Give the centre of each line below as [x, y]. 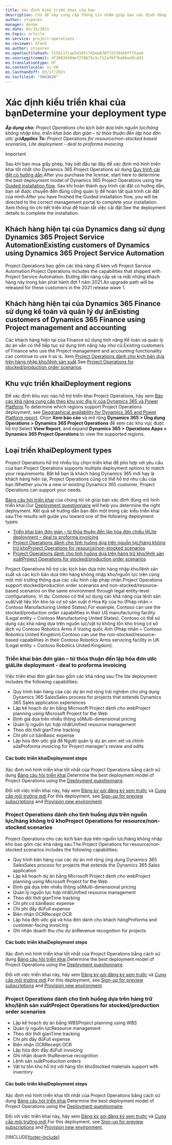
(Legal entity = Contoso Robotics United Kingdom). [59, 645]
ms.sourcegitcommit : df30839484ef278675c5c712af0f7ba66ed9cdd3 [74, 58]
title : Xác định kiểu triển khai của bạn [50, 10]
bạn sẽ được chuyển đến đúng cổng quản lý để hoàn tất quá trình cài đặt [82, 191]
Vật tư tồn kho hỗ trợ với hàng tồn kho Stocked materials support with [85, 1066]
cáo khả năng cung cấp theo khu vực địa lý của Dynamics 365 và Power [82, 401]
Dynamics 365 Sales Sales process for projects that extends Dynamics [87, 697]
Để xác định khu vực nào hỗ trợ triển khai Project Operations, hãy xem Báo [84, 396]
